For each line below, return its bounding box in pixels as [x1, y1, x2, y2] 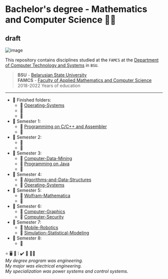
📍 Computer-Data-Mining [19, 155, 72, 161]
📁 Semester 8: [12, 235, 42, 241]
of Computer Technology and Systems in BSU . [5, 62, 99, 68]
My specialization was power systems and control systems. [5, 268, 128, 274]
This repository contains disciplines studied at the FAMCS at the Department [5, 57, 159, 63]
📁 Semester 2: [12, 134, 42, 140]
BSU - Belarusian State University [17, 72, 87, 78]
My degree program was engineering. [5, 257, 83, 263]
